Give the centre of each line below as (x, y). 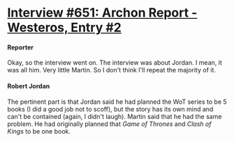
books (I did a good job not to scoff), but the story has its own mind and (110, 109)
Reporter (20, 47)
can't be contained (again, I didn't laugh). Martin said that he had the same (115, 116)
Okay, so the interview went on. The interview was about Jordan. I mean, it (115, 63)
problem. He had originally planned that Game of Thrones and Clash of (109, 124)
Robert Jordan (29, 86)
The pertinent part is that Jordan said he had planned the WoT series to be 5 (117, 102)
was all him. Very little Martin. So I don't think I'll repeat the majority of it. (112, 70)
